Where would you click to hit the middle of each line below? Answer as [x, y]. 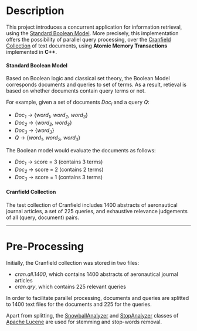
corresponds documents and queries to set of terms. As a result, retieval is [96, 85]
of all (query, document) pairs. [43, 217]
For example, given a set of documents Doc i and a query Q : [78, 103]
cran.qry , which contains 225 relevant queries [70, 286]
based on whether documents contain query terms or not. [76, 91]
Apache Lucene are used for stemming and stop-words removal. [84, 322]
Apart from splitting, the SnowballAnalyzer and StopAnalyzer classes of [92, 315]
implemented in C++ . [32, 52]
